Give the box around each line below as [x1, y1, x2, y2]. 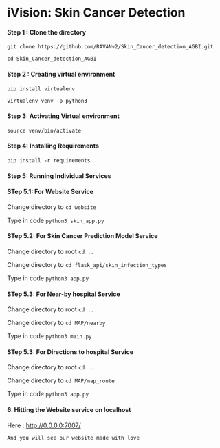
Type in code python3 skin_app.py [7, 216, 104, 224]
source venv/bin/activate [7, 127, 81, 134]
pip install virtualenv [7, 85, 76, 92]
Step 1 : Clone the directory [7, 28, 87, 36]
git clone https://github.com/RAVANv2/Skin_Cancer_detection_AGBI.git [7, 43, 214, 50]
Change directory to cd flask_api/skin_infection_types [7, 261, 167, 269]
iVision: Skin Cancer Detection [7, 5, 186, 21]
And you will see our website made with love [7, 434, 140, 441]
